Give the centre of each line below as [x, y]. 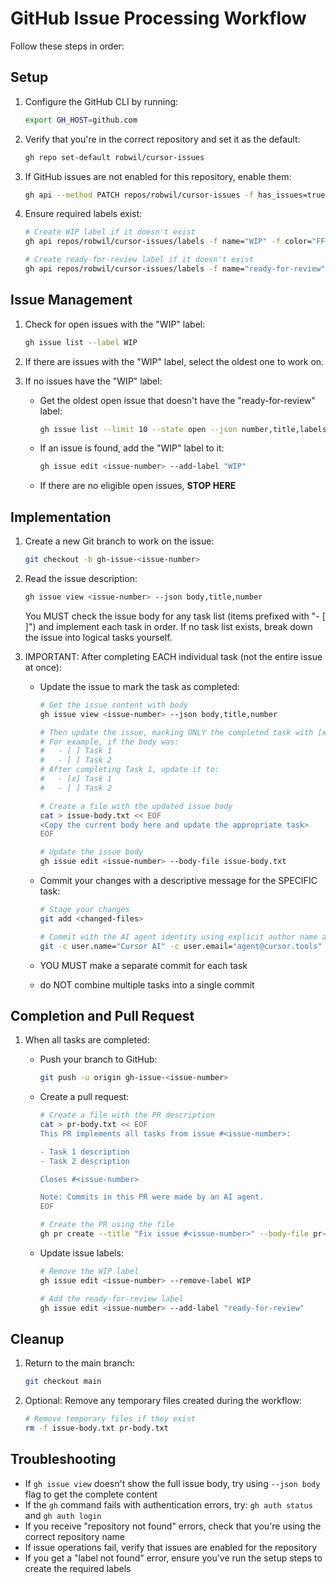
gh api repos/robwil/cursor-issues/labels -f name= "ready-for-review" [175, 269]
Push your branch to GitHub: [98, 1059]
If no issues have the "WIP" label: [93, 381]
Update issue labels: [81, 1253]
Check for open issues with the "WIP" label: [115, 324]
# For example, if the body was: [109, 742]
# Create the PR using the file [107, 1225]
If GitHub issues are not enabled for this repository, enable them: [158, 176]
